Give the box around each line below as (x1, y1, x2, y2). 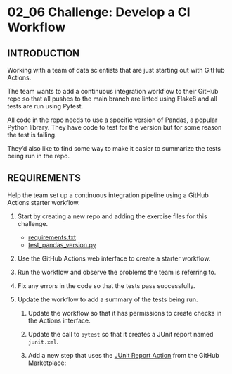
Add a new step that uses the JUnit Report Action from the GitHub (27, 351, 219, 359)
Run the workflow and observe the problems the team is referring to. (17, 268, 217, 276)
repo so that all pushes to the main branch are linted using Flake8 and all (7, 94, 218, 103)
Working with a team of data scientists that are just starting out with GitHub (7, 66, 225, 74)
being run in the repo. (7, 152, 70, 160)
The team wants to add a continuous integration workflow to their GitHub (7, 87, 219, 95)
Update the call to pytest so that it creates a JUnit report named (27, 330, 214, 338)
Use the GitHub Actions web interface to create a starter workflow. (17, 254, 211, 263)
